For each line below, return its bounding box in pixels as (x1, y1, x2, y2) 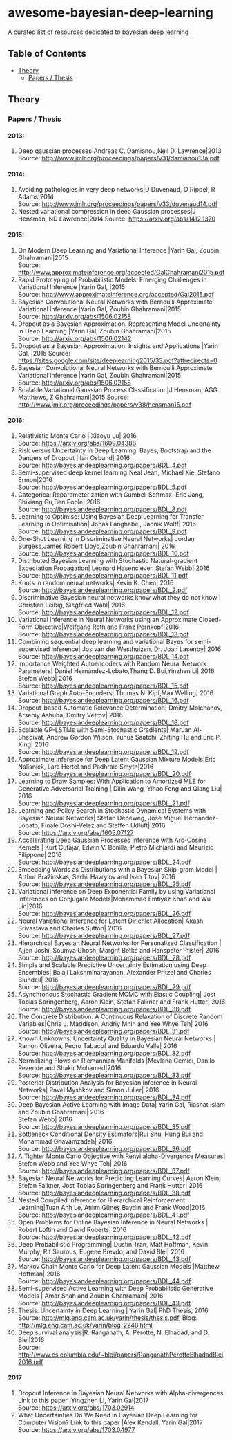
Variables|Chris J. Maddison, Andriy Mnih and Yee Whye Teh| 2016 (17, 1019, 209, 1028)
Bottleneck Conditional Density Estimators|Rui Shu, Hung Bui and (17, 1130, 203, 1138)
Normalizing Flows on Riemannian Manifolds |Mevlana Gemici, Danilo (17, 1056, 215, 1065)
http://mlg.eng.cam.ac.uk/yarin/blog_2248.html (17, 1321, 153, 1329)
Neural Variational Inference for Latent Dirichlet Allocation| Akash (17, 917, 204, 925)
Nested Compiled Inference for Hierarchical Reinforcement (17, 1195, 186, 1204)
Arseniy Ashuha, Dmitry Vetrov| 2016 (17, 710, 124, 719)
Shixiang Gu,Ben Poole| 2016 (17, 497, 101, 506)
